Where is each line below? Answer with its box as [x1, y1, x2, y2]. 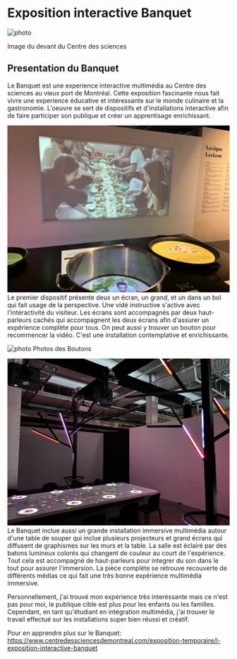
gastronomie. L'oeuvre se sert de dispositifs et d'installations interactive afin [7, 104, 229, 112]
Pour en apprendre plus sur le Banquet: [7, 629, 122, 637]
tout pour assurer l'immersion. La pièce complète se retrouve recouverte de [7, 564, 228, 572]
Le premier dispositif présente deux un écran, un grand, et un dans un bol [7, 293, 221, 302]
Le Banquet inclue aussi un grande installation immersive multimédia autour [7, 526, 227, 535]
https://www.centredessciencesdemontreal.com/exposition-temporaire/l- [7, 636, 221, 644]
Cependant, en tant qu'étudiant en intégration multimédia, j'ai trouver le [7, 607, 215, 616]
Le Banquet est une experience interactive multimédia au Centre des [7, 81, 207, 90]
